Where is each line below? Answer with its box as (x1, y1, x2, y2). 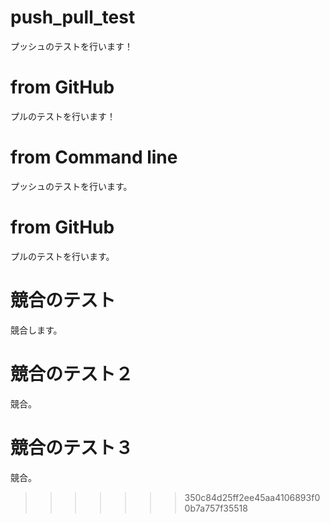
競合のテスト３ (10, 436, 134, 459)
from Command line (10, 146, 178, 169)
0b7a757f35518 (184, 502, 248, 514)
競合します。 (10, 324, 63, 336)
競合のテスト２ (10, 362, 134, 385)
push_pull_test (10, 6, 136, 29)
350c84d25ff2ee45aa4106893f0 (184, 491, 321, 503)
